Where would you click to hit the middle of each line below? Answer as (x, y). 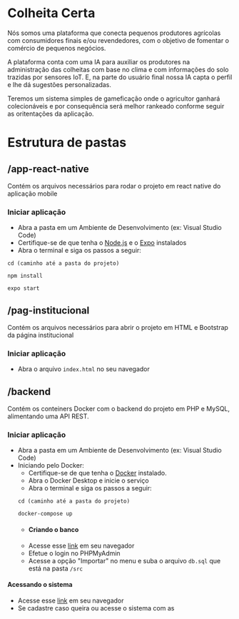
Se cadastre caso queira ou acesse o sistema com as (96, 608)
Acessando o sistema (40, 585)
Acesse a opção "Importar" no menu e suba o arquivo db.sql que (124, 560)
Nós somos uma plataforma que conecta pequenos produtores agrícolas (114, 33)
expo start (24, 288)
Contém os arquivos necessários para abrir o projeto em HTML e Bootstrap (118, 328)
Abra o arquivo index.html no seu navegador (83, 369)
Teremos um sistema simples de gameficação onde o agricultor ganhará (114, 99)
